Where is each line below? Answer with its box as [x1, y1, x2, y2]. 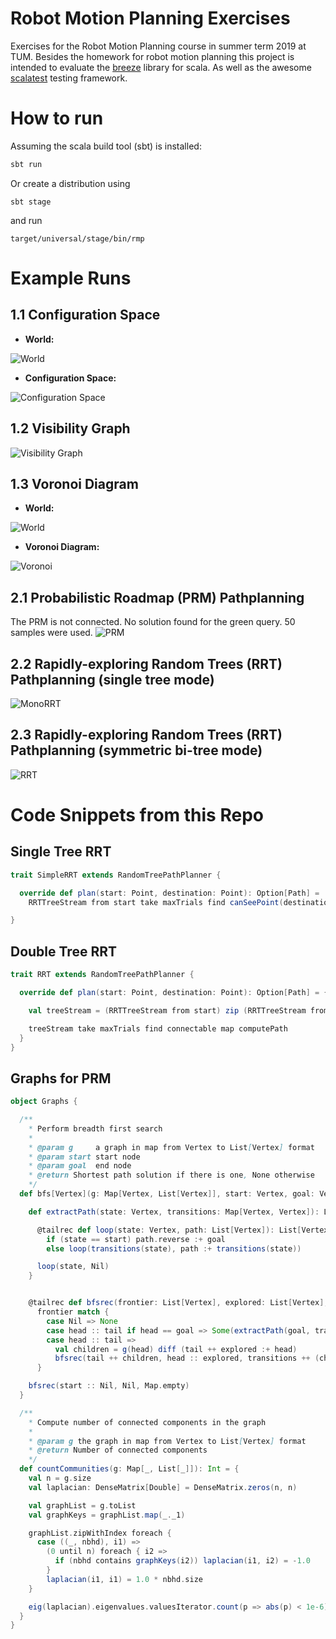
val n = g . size [28, 1473, 92, 1484]
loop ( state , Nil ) [36, 1262, 110, 1272]
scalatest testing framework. [10, 72, 128, 84]
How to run [10, 107, 104, 130]
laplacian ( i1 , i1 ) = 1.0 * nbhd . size [46, 1574, 203, 1584]
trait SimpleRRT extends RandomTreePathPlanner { [10, 870, 222, 880]
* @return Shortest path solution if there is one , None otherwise [28, 1170, 315, 1181]
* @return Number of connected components [28, 1445, 208, 1456]
